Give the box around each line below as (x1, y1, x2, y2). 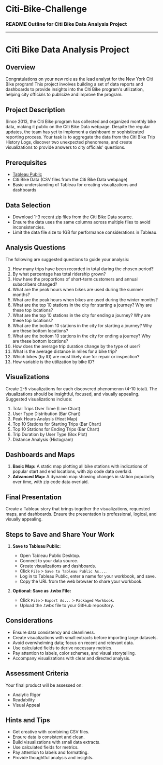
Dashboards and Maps (5, 451, 75, 459)
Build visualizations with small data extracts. (12, 739, 101, 745)
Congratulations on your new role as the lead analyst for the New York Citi (5, 76, 153, 82)
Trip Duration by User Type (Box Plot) (12, 431, 88, 437)
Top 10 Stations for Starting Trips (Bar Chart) (12, 421, 102, 427)
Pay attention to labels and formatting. (12, 749, 89, 755)
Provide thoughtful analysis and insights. (12, 755, 94, 761)
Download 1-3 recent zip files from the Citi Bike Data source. (12, 214, 133, 220)
